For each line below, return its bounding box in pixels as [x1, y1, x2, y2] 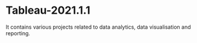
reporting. [5, 29, 31, 36]
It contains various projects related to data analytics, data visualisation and [5, 23, 191, 30]
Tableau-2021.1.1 [5, 4, 91, 17]
